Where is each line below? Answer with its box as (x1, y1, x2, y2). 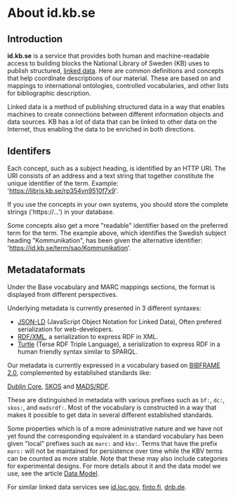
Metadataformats (7, 264, 86, 276)
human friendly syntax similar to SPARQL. (17, 347, 138, 356)
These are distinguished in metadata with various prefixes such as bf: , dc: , (7, 395, 225, 404)
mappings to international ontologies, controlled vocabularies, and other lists (7, 82, 229, 89)
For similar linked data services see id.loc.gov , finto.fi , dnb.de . (7, 483, 187, 491)
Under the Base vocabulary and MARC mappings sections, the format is (7, 283, 216, 291)
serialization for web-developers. (17, 325, 114, 333)
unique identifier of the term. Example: (7, 179, 119, 187)
